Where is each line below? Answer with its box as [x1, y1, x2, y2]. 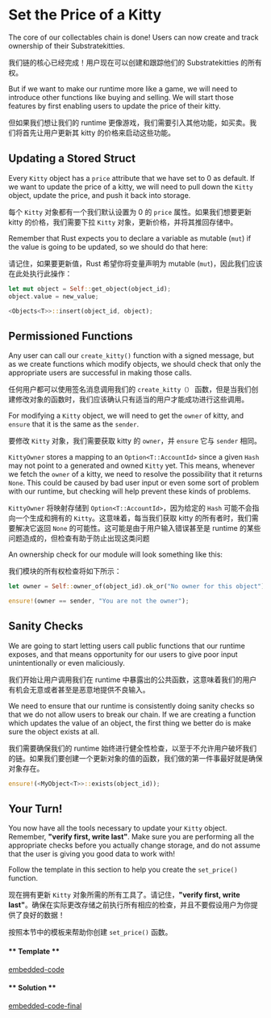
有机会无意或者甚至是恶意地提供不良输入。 [8, 684, 150, 694]
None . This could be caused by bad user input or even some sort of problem [8, 478, 260, 488]
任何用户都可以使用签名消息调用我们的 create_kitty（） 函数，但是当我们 [8, 385, 252, 394]
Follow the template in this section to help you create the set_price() [8, 864, 238, 874]
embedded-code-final [8, 1000, 82, 1011]
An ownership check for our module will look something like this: [8, 549, 223, 559]
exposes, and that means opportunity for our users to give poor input [8, 649, 238, 659]
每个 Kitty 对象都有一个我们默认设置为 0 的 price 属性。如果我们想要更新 [8, 207, 252, 217]
